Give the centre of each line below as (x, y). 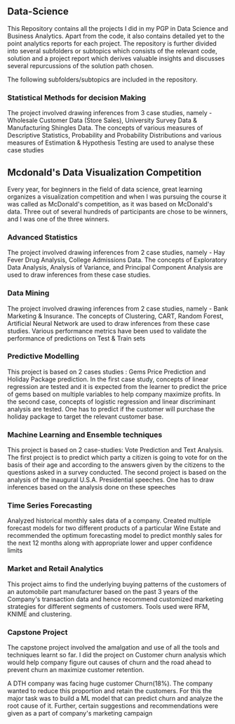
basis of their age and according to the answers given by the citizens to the (116, 465)
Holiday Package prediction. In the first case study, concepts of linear (108, 379)
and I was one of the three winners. (59, 219)
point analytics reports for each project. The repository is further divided (112, 43)
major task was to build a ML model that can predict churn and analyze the (115, 698)
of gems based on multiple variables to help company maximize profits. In (114, 394)
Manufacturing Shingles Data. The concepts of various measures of (105, 128)
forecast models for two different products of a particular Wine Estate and (114, 528)
